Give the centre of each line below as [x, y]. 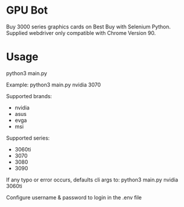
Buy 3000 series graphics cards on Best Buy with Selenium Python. [88, 27]
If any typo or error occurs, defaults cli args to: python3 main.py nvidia [92, 179]
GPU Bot [27, 10]
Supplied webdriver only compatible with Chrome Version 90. [81, 33]
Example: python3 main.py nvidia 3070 [54, 85]
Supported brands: [29, 96]
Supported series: [28, 138]
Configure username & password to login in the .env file [74, 197]
